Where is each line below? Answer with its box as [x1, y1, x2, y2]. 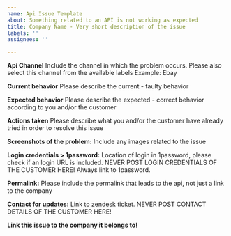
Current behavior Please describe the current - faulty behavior [7, 82, 189, 91]
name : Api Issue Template [7, 10, 82, 17]
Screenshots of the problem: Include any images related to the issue [7, 137, 207, 146]
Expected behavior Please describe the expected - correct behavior [7, 95, 204, 104]
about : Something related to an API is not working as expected [7, 17, 198, 24]
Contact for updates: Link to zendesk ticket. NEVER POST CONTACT [7, 200, 207, 209]
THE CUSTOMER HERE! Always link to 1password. [7, 166, 151, 174]
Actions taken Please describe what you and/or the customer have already [7, 116, 223, 125]
